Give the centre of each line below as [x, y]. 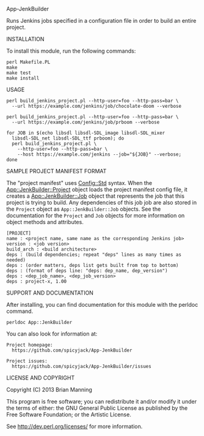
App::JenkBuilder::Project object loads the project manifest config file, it [97, 190]
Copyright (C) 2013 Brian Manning [49, 389]
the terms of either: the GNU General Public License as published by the [97, 408]
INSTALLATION [25, 39]
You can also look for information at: [52, 334]
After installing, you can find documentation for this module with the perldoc [102, 305]
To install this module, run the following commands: [71, 51]
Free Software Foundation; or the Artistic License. [69, 415]
